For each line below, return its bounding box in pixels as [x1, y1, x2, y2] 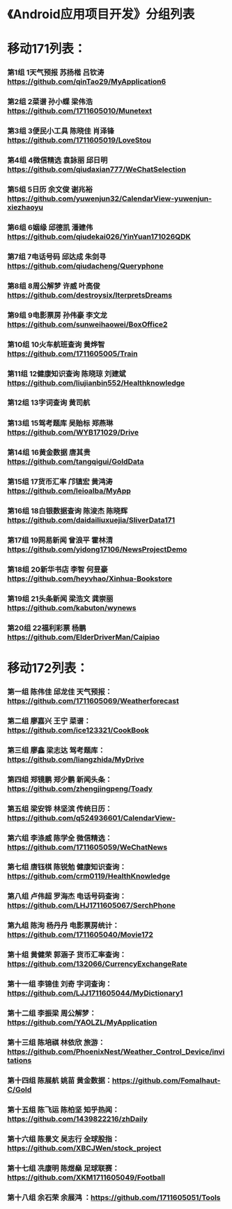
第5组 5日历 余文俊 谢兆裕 [7, 184, 93, 194]
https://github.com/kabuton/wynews [7, 602, 137, 612]
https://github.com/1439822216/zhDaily [7, 1114, 148, 1124]
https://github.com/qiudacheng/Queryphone [7, 261, 164, 270]
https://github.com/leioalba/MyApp [7, 486, 131, 496]
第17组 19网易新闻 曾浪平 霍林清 [7, 535, 114, 545]
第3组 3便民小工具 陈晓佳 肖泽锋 [7, 126, 115, 136]
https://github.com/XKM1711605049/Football [7, 1172, 166, 1182]
